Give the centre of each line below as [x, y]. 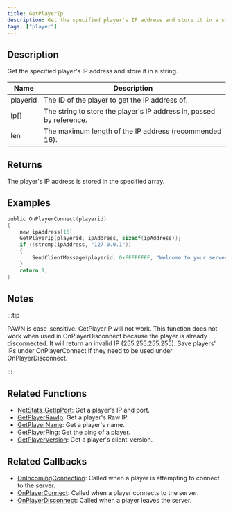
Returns [25, 165]
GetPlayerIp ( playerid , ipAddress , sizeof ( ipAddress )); [101, 239]
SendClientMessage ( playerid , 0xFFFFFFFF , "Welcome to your [119, 258]
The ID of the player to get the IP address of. [116, 100]
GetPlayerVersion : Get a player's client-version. [85, 440]
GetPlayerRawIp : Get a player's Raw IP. [73, 417]
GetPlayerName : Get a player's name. [71, 425]
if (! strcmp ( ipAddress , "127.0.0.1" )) [76, 245]
